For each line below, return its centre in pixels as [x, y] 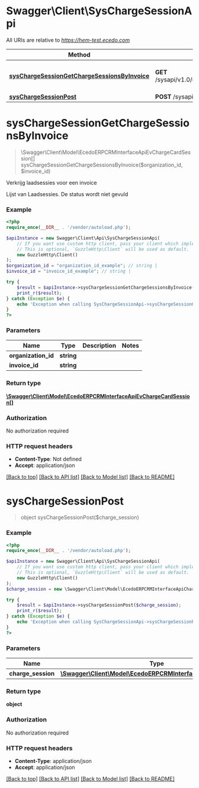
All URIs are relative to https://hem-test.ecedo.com [68, 40]
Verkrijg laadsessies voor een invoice [52, 182]
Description [99, 346]
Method [79, 55]
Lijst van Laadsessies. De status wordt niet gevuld [67, 194]
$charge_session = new [34, 589]
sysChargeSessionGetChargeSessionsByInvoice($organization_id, [102, 165]
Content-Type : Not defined [48, 459]
